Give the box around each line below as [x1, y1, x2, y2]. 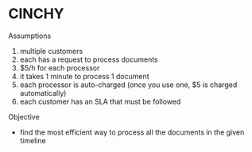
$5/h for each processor [19, 63, 100, 72]
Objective [8, 112, 40, 121]
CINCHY [8, 5, 65, 23]
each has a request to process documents [19, 55, 158, 64]
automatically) [19, 88, 67, 97]
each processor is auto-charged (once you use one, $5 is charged [19, 80, 238, 89]
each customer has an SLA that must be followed [19, 97, 181, 106]
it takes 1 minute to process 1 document [19, 71, 149, 81]
